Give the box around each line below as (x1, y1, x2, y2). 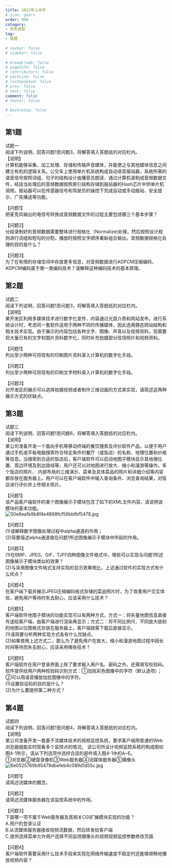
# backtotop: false (5, 108, 47, 113)
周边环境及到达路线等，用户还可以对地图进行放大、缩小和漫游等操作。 (14, 462, 162, 468)
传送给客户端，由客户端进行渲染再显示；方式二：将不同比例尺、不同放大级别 (5, 619, 167, 625)
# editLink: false (5, 74, 45, 80)
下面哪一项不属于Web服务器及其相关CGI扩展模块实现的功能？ (5, 814, 135, 820)
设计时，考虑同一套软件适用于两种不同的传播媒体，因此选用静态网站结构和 (9, 322, 167, 328)
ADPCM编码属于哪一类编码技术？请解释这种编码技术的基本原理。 (5, 265, 143, 271)
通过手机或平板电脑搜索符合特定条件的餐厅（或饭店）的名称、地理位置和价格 (5, 449, 167, 456)
